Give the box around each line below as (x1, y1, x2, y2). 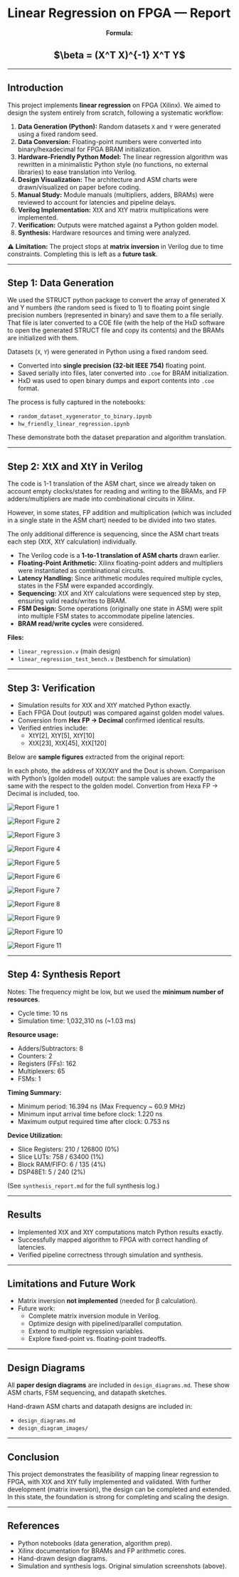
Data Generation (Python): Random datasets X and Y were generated (17, 122, 221, 131)
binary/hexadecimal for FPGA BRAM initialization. (17, 145, 162, 153)
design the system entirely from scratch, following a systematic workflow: (7, 108, 224, 117)
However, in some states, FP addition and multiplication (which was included (7, 509, 232, 517)
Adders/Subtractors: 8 (17, 1043, 84, 1053)
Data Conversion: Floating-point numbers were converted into (17, 137, 202, 146)
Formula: (105, 29, 134, 37)
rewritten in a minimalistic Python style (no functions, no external (17, 160, 208, 168)
